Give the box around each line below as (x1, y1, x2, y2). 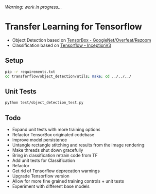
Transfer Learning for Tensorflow (5, 21, 142, 32)
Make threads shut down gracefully (12, 147, 84, 153)
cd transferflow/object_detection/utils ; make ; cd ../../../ (5, 74, 132, 79)
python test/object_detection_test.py (5, 100, 84, 105)
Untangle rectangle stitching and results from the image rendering (12, 142, 145, 148)
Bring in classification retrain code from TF (12, 153, 98, 158)
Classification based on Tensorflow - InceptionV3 (12, 42, 111, 48)
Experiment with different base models (12, 183, 90, 189)
